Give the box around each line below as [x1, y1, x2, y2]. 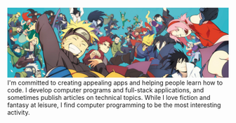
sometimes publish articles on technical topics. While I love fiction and [7, 94, 211, 102]
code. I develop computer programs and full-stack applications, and [7, 86, 204, 94]
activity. [7, 108, 30, 117]
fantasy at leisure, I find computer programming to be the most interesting [7, 101, 221, 109]
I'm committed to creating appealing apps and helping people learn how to [7, 78, 223, 87]
